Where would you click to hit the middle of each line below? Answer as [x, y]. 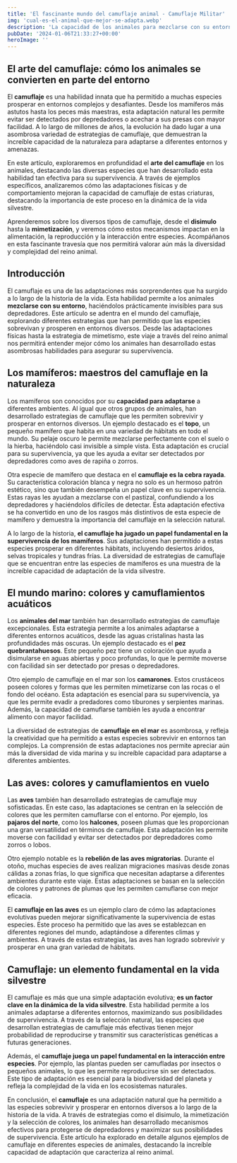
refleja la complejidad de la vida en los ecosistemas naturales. [97, 1086]
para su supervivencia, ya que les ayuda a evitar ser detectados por [106, 453]
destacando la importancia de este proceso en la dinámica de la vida [107, 200]
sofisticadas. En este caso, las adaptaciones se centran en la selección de [115, 807]
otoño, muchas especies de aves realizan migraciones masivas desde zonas [119, 866]
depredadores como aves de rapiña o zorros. [73, 461]
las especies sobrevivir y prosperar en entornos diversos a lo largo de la [112, 1107]
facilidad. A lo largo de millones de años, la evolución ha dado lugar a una [114, 126]
